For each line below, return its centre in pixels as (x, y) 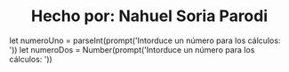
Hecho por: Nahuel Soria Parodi (149, 16)
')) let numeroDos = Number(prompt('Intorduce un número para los (132, 49)
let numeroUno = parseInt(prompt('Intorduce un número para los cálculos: (145, 40)
